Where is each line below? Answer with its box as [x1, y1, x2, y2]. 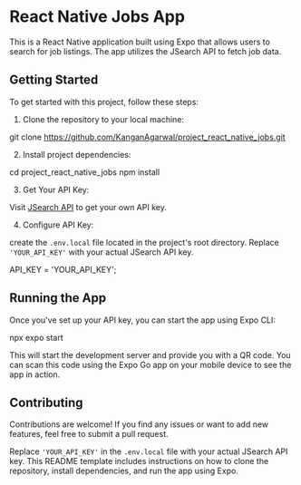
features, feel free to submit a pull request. [9, 429, 170, 440]
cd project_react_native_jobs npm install [9, 166, 160, 178]
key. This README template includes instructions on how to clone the [9, 456, 269, 467]
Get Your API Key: [22, 184, 90, 195]
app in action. [9, 369, 61, 380]
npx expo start [9, 332, 63, 343]
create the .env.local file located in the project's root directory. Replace [9, 237, 279, 247]
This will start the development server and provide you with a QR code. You [9, 349, 292, 360]
